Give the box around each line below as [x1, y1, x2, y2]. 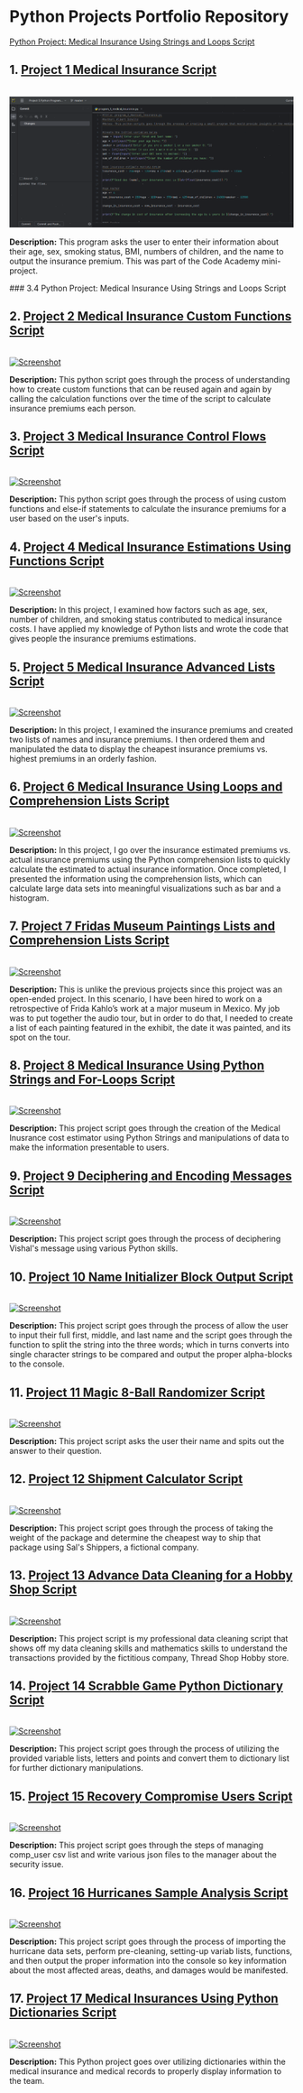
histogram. [9, 892, 50, 903]
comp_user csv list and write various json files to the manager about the [9, 1849, 277, 1860]
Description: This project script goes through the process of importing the [9, 1936, 287, 1947]
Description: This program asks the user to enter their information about [9, 236, 280, 247]
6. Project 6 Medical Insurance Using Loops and [9, 779, 283, 795]
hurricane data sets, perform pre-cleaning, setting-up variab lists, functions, [9, 1945, 293, 1956]
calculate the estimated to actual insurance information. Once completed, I [9, 864, 287, 875]
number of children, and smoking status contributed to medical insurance [9, 614, 282, 625]
